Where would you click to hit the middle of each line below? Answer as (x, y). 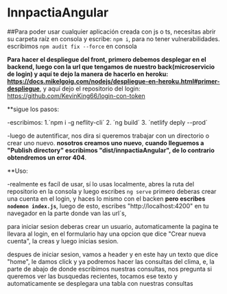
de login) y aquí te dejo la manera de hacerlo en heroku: (88, 74)
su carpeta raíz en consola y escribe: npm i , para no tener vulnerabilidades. (114, 38)
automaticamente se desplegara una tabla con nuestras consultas (100, 283)
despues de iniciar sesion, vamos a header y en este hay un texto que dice (112, 254)
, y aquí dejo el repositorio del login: (90, 88)
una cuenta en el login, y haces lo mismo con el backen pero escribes (106, 198)
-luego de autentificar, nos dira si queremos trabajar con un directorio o (108, 136)
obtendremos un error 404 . (47, 157)
